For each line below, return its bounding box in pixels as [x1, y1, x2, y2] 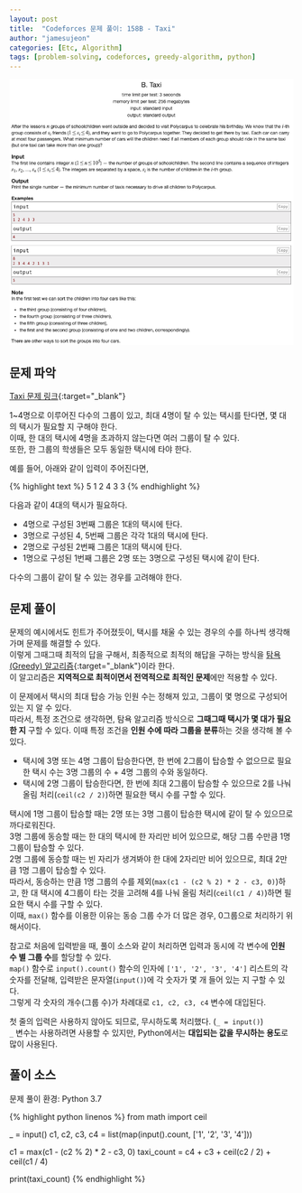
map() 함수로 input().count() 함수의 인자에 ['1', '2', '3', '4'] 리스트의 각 [9, 963, 288, 974]
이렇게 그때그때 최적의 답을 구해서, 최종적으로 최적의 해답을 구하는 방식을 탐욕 [9, 648, 281, 659]
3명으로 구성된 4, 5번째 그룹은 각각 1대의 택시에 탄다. [22, 530, 209, 541]
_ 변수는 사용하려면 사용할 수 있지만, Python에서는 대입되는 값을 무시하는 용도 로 [9, 1027, 288, 1038]
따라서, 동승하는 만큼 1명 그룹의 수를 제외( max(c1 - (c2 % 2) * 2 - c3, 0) [9, 876, 277, 887]
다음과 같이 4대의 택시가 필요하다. [9, 499, 128, 510]
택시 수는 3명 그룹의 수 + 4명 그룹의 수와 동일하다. [32, 766, 208, 777]
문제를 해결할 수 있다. [25, 638, 101, 648]
